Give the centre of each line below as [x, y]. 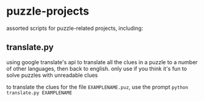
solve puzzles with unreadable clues [52, 75]
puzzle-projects [48, 11]
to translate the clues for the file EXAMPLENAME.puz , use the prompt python [97, 87]
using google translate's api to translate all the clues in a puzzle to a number [102, 62]
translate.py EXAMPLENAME [39, 93]
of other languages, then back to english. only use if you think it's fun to [97, 68]
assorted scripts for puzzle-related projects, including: [75, 28]
